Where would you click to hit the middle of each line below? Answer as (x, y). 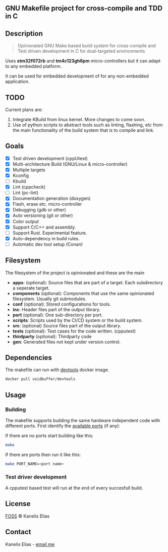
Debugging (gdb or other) (39, 210)
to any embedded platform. (34, 66)
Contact (18, 532)
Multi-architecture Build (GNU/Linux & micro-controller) (70, 164)
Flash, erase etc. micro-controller (47, 204)
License (18, 504)
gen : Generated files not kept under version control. (67, 342)
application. (17, 82)
